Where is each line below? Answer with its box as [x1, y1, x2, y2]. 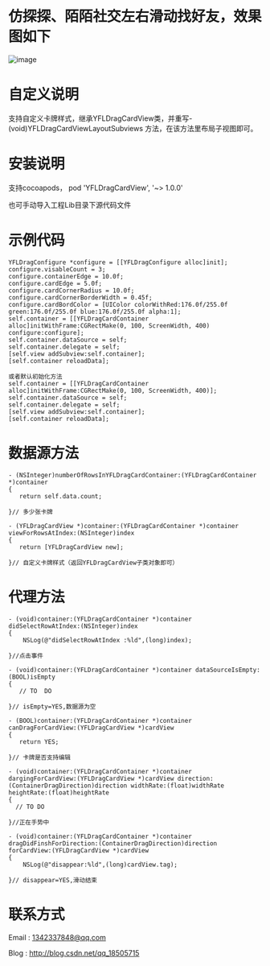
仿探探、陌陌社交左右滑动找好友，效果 [8, 7, 263, 26]
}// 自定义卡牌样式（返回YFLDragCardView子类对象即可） [8, 559, 179, 567]
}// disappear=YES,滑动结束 [8, 876, 98, 884]
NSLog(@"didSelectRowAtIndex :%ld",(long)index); [22, 636, 193, 644]
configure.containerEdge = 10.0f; [8, 272, 125, 280]
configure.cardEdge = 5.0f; [8, 279, 103, 287]
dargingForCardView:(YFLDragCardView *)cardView [8, 774, 174, 782]
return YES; [18, 737, 59, 745]
